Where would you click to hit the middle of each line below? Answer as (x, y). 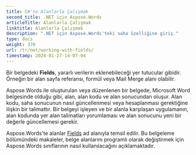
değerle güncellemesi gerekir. (42, 121)
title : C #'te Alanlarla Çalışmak (47, 12)
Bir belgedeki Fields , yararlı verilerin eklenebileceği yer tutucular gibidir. (94, 72)
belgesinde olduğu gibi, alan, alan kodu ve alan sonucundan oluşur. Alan (94, 96)
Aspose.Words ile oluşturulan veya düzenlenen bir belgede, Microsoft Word (98, 90)
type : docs (20, 39)
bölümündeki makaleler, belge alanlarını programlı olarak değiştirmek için (95, 139)
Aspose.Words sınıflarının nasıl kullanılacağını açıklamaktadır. (81, 146)
